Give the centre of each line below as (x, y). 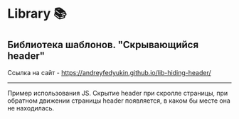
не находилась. (31, 108)
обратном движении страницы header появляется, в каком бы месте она (119, 101)
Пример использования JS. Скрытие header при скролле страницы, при (118, 93)
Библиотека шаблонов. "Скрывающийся (103, 44)
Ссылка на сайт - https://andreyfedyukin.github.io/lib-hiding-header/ (109, 73)
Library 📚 (37, 14)
